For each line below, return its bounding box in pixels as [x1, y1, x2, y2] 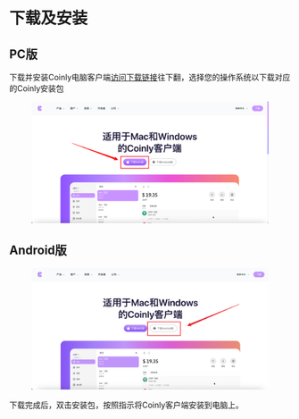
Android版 [9, 243, 67, 258]
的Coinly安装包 [9, 83, 64, 94]
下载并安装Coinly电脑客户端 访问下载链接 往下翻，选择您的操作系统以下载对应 [9, 72, 291, 82]
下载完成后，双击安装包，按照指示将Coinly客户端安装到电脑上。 [9, 399, 244, 411]
